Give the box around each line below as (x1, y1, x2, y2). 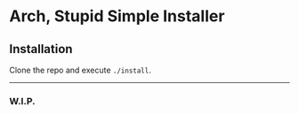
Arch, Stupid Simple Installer (9, 6, 225, 27)
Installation (9, 42, 73, 57)
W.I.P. (9, 95, 36, 107)
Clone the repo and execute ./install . (9, 65, 151, 75)
